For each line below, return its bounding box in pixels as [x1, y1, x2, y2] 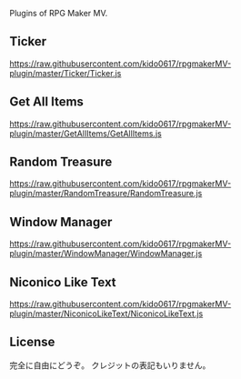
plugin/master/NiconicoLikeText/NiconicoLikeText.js [9, 308, 204, 319]
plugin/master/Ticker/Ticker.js [9, 67, 122, 78]
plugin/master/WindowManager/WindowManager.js [9, 248, 203, 259]
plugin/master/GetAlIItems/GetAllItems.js [9, 127, 162, 139]
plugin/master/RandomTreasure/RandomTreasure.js [9, 188, 203, 199]
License [9, 334, 55, 350]
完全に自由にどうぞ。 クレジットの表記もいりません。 [9, 359, 211, 371]
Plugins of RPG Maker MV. [9, 8, 108, 18]
